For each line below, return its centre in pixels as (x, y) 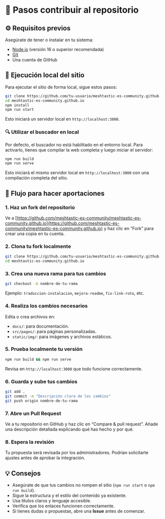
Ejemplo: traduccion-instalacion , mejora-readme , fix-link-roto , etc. (75, 293)
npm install (17, 105)
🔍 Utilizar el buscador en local (42, 132)
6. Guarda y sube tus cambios (41, 381)
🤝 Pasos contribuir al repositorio (72, 10)
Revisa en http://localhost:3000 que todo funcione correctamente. (74, 369)
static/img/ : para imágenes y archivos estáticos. (62, 337)
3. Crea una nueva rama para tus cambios (56, 274)
